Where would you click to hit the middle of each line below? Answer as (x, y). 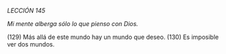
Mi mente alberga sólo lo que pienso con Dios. (73, 24)
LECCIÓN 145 (26, 11)
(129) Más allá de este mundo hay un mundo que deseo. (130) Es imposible (113, 37)
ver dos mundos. (31, 44)
